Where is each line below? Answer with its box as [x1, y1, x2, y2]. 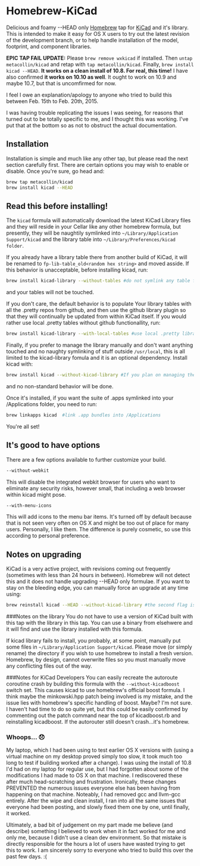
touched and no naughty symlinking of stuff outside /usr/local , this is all [6, 348, 186, 355]
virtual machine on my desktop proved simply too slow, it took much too [6, 753, 183, 760]
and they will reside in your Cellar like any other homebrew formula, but [6, 223, 182, 230]
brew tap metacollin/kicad [6, 179, 73, 185]
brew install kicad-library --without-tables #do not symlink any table [6, 278, 190, 284]
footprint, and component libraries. [6, 43, 92, 50]
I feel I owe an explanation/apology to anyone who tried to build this [6, 91, 173, 98]
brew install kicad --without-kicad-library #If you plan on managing [6, 372, 185, 378]
